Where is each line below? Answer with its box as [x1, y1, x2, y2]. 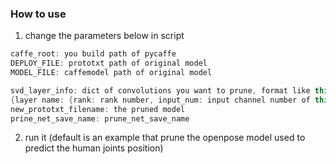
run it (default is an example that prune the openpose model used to [24, 132, 306, 144]
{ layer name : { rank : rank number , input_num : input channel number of [10, 95, 311, 105]
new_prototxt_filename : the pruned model [10, 104, 186, 114]
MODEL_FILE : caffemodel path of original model [10, 68, 213, 78]
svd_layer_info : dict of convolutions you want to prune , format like [10, 85, 311, 96]
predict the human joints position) [24, 142, 164, 154]
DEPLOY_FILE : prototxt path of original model [10, 58, 208, 69]
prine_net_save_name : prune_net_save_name [10, 113, 190, 124]
